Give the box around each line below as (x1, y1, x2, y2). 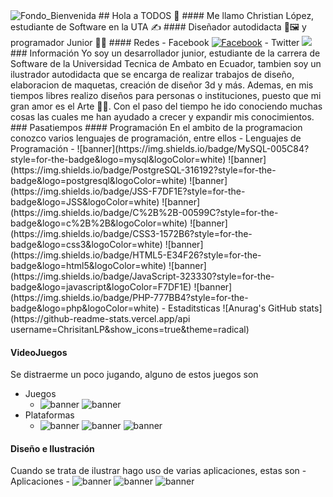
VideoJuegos (10, 346, 68, 358)
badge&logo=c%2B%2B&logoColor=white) (10, 217, 188, 229)
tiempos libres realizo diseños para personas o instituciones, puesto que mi (10, 90, 322, 101)
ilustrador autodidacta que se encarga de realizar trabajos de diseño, (10, 69, 295, 80)
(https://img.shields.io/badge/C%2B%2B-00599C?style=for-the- (10, 207, 279, 218)
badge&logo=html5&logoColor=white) (10, 260, 167, 271)
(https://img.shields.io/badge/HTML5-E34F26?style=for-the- (10, 249, 262, 261)
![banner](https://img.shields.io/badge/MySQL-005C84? (76, 143, 310, 154)
